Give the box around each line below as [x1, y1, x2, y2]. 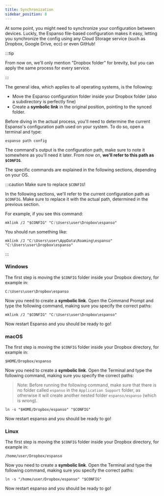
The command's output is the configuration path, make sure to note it [5, 147, 145, 153]
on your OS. [5, 172, 29, 178]
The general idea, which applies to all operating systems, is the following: [5, 84, 153, 90]
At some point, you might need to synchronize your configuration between [5, 25, 155, 31]
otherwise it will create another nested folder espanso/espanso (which [17, 392, 157, 399]
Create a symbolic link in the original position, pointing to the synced [12, 104, 152, 110]
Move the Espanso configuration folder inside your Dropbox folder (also [12, 93, 157, 99]
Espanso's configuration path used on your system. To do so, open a [5, 123, 144, 130]
